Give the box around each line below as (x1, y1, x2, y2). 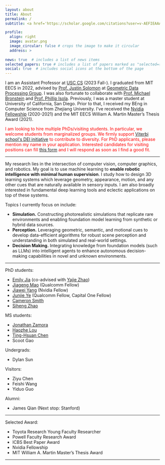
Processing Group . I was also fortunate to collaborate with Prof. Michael (5, 90, 151, 96)
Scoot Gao (12, 338, 34, 344)
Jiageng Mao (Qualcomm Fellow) (12, 282, 80, 288)
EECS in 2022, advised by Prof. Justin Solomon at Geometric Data (5, 85, 139, 91)
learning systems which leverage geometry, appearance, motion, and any (5, 176, 154, 182)
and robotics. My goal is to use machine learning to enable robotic (5, 166, 140, 172)
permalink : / (5, 16, 32, 21)
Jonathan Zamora (12, 322, 48, 328)
